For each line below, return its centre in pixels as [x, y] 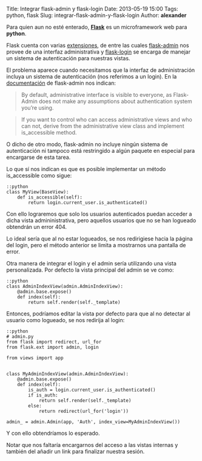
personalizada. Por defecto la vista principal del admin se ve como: [90, 270]
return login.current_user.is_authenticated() [88, 203]
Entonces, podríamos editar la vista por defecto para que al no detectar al [98, 314]
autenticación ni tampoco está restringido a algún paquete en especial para [101, 151]
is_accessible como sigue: [39, 175]
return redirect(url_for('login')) [84, 411]
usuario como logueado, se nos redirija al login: [66, 320]
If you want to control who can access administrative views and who [107, 119]
